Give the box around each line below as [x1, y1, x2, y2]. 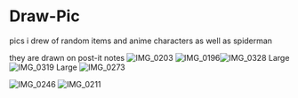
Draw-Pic [9, 6, 80, 26]
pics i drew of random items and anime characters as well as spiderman [9, 35, 273, 46]
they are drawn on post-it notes [9, 52, 125, 63]
